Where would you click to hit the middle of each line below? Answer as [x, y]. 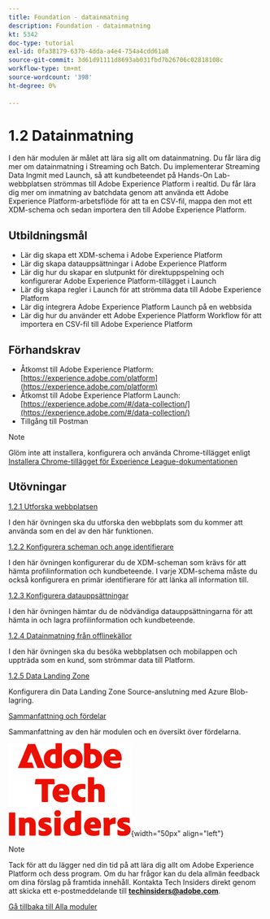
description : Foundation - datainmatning [80, 26]
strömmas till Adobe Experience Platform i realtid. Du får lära [155, 184]
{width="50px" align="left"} [178, 833]
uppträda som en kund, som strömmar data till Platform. [102, 660]
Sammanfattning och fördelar [58, 716]
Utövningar [37, 487]
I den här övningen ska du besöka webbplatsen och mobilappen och [123, 651]
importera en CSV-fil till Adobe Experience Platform [106, 324]
